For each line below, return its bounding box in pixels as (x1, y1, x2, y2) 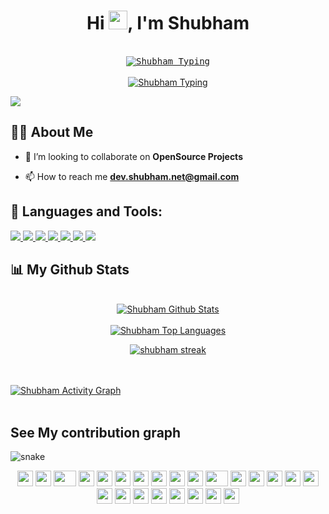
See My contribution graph (10, 424, 182, 441)
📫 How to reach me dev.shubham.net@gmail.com (24, 170, 240, 182)
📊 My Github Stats (10, 261, 130, 278)
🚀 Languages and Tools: (10, 203, 163, 220)
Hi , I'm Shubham (86, 12, 250, 35)
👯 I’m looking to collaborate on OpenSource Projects (24, 150, 243, 162)
